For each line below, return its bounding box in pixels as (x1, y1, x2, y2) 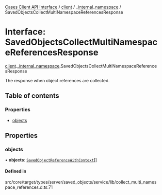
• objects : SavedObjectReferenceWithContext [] (5, 157, 97, 163)
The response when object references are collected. (5, 77, 110, 83)
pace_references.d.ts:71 (5, 184, 53, 190)
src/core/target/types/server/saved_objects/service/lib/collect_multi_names (5, 179, 157, 185)
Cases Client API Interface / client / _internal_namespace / (5, 4, 121, 10)
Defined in (5, 168, 27, 174)
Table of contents (5, 92, 59, 100)
